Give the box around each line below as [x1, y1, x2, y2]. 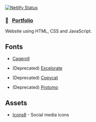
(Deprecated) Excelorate [12, 65, 63, 71]
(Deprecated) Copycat [12, 75, 58, 81]
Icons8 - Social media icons [12, 112, 69, 118]
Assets [5, 99, 27, 107]
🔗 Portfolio [5, 17, 34, 24]
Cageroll [12, 56, 30, 62]
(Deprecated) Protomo [12, 84, 58, 90]
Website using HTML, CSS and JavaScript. [5, 28, 93, 34]
